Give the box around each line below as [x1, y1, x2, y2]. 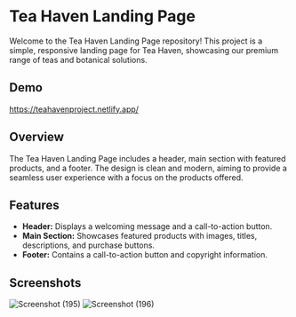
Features [9, 197, 60, 212]
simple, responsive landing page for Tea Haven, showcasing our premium [9, 44, 278, 55]
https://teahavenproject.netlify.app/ [9, 104, 140, 115]
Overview [9, 130, 65, 145]
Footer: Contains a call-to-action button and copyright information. [21, 250, 268, 260]
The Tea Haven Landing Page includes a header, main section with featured [9, 153, 286, 163]
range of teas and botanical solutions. [9, 54, 148, 65]
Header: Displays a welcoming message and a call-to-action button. [21, 221, 273, 232]
